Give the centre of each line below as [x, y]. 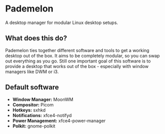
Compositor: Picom [33, 104]
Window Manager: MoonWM [43, 99]
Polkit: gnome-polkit [34, 126]
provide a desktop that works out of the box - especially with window [77, 66]
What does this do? [36, 38]
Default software [32, 87]
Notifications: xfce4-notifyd [42, 115]
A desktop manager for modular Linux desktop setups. [62, 22]
